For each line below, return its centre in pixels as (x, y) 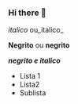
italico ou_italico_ (36, 30)
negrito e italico (34, 61)
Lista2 (30, 85)
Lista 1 (30, 76)
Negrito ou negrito (39, 45)
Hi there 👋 (28, 13)
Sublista (33, 93)
